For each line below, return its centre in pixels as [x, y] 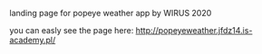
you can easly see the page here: [72, 30]
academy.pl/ [33, 40]
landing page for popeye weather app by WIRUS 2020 [111, 13]
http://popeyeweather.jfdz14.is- [194, 30]
